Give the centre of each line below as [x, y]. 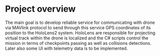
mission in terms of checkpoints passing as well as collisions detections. [78, 43]
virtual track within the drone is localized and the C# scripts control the [77, 38]
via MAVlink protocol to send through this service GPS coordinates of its [78, 27]
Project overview [40, 9]
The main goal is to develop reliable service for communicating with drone [80, 22]
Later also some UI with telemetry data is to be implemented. [67, 48]
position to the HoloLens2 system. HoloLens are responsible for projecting [80, 33]
